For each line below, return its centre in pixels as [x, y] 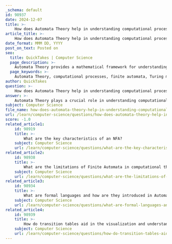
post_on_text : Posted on [32, 48]
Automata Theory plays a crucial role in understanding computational [91, 100]
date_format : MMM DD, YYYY [34, 43]
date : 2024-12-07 [24, 19]
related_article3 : [25, 181]
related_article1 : [25, 124]
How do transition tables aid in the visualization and [84, 224]
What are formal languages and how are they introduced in [88, 195]
